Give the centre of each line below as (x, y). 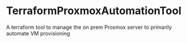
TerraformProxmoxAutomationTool (94, 11)
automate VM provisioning (38, 33)
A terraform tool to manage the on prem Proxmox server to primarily (89, 27)
